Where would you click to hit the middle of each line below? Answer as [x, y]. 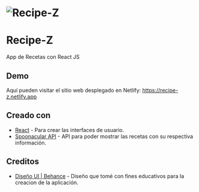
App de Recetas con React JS [43, 57]
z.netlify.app [22, 97]
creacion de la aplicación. [47, 182]
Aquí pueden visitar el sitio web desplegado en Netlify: [74, 90]
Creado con [28, 115]
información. [31, 142]
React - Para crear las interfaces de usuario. [70, 130]
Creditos [23, 162]
